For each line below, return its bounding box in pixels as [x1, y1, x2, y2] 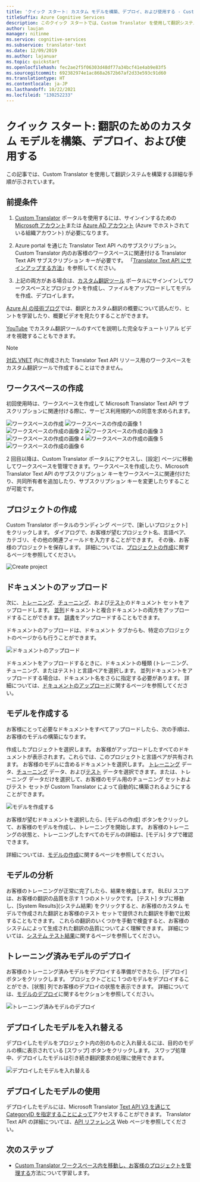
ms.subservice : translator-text [6, 42, 86, 48]
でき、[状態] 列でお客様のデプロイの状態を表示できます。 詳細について [16, 983, 189, 990]
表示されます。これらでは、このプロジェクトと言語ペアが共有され [32, 753, 193, 760]
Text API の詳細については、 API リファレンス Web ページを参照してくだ [6, 1118, 182, 1125]
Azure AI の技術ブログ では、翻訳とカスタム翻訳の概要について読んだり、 [6, 304, 185, 311]
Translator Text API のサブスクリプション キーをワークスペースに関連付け [6, 470, 186, 477]
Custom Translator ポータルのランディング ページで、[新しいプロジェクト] [6, 521, 188, 529]
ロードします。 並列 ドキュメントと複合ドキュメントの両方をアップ [16, 606, 180, 613]
